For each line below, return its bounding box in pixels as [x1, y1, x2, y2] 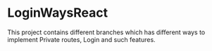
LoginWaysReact [7, 5, 108, 21]
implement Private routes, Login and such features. [7, 35, 156, 43]
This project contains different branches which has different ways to [7, 28, 206, 36]
